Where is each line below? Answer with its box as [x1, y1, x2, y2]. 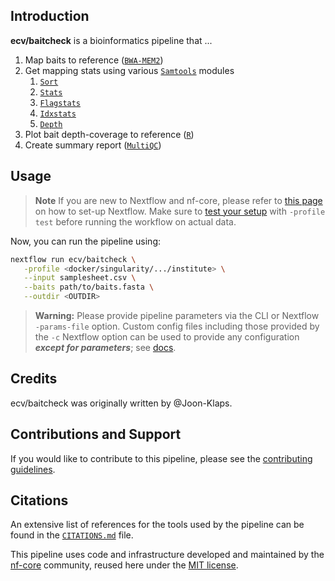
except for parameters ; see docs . [34, 342, 177, 353]
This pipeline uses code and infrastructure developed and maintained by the [10, 549, 325, 561]
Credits [10, 370, 58, 388]
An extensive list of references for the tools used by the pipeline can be [10, 519, 305, 531]
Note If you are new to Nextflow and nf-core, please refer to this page [34, 194, 323, 206]
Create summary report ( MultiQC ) [24, 139, 162, 151]
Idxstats [39, 109, 77, 119]
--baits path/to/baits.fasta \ [23, 282, 155, 293]
